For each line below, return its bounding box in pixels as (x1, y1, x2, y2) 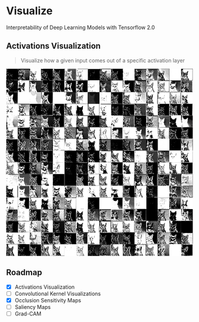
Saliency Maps (14, 303, 51, 310)
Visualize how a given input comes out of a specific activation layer (20, 56, 185, 64)
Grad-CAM (14, 310, 41, 317)
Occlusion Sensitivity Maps (14, 296, 82, 304)
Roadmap (6, 267, 43, 277)
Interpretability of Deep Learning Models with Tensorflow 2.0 (6, 24, 155, 31)
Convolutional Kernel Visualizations (14, 290, 101, 297)
